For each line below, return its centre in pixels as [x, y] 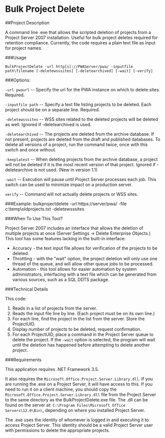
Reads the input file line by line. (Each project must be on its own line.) [83, 313]
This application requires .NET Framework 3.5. [52, 369]
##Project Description [27, 23]
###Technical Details [27, 289]
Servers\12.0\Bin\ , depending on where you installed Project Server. [75, 410]
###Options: [18, 80]
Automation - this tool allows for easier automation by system [74, 269]
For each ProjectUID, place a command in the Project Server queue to [83, 334]
